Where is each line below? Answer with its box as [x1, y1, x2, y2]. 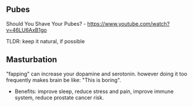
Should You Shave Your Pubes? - [6, 20, 86, 27]
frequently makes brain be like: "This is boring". [6, 76, 122, 84]
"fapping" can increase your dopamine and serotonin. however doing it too [6, 70, 187, 77]
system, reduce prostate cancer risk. [14, 94, 104, 101]
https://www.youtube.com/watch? [87, 20, 170, 27]
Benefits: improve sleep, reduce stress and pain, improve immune [14, 88, 174, 95]
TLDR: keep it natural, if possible [6, 37, 85, 44]
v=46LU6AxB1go [6, 26, 47, 33]
